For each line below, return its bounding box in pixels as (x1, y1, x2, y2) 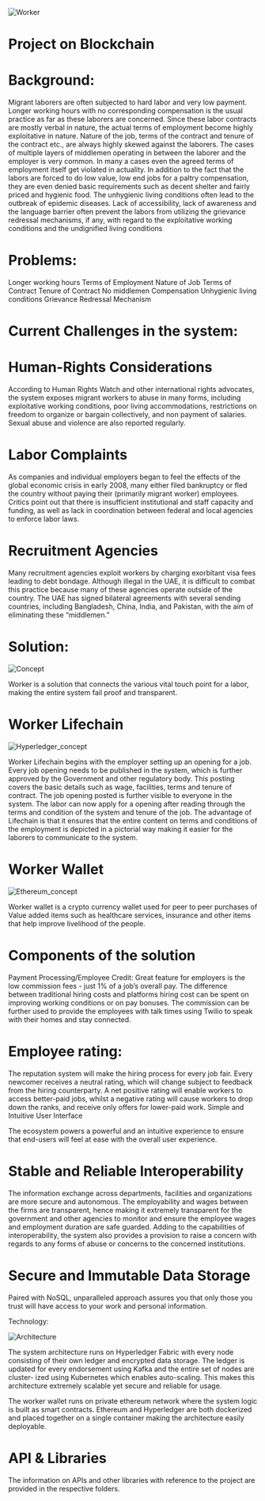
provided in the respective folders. (8, 1484, 120, 1493)
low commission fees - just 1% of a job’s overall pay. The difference (8, 981, 228, 990)
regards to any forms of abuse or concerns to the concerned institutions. (8, 1239, 246, 1248)
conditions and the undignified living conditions (8, 224, 163, 234)
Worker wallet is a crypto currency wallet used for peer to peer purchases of (8, 902, 258, 911)
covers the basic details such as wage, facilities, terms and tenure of (8, 782, 232, 792)
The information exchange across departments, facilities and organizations (8, 1188, 252, 1198)
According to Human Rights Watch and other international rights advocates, (8, 385, 255, 394)
